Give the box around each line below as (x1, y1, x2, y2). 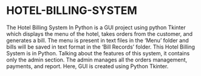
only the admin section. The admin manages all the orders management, (6, 56, 188, 63)
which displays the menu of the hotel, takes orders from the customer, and (6, 30, 193, 37)
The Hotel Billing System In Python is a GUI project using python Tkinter (6, 24, 186, 31)
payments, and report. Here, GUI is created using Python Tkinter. (6, 62, 169, 70)
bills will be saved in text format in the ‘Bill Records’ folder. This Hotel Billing (6, 43, 196, 50)
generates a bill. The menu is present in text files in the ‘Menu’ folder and (6, 36, 189, 44)
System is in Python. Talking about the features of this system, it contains (6, 49, 190, 57)
